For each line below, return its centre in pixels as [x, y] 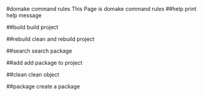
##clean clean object [33, 75]
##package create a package [43, 86]
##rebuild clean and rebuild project [50, 39]
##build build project [33, 27]
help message [24, 15]
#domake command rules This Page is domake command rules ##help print [101, 9]
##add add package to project [45, 63]
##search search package [39, 51]
